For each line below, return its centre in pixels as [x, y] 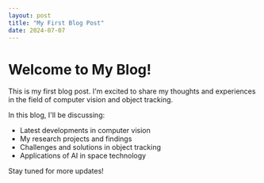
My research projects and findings [76, 139]
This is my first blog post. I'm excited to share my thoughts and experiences [132, 91]
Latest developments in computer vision [85, 131]
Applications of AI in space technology [83, 156]
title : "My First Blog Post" [56, 23]
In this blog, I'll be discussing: [57, 115]
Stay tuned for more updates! [56, 171]
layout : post [30, 15]
